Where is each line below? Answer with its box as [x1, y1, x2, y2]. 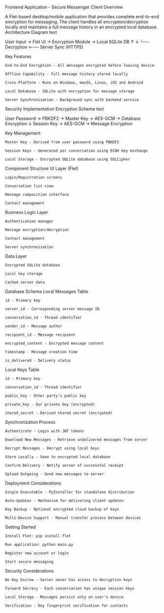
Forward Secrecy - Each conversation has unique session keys [5, 586, 135, 591]
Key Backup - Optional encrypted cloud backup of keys [5, 507, 119, 512]
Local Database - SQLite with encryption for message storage [5, 89, 135, 94]
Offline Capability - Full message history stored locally [5, 72, 128, 77]
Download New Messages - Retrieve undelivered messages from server [5, 437, 148, 442]
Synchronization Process [5, 419, 55, 425]
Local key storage [5, 271, 43, 276]
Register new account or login [5, 551, 69, 556]
